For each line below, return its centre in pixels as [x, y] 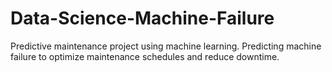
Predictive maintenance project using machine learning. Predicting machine [166, 46]
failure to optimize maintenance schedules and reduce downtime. [145, 56]
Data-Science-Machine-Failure [142, 18]
